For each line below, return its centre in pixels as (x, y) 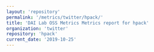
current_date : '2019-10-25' (42, 39)
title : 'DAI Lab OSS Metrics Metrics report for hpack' (78, 23)
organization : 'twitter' (37, 28)
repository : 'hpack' (32, 34)
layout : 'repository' (33, 12)
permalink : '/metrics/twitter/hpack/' (55, 17)
